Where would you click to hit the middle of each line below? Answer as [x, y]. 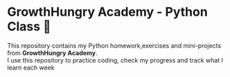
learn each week [31, 67]
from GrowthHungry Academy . [53, 53]
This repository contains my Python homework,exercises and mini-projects [114, 45]
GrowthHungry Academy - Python [107, 12]
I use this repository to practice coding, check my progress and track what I [115, 60]
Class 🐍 [29, 26]
